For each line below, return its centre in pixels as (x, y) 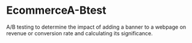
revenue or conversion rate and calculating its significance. (80, 33)
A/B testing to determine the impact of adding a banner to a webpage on (96, 27)
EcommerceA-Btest (56, 10)
